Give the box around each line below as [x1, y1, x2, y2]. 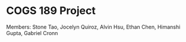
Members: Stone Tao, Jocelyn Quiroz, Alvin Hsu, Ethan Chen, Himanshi [6, 23, 181, 30]
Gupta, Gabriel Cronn [6, 29, 58, 36]
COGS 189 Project [6, 4, 96, 17]
